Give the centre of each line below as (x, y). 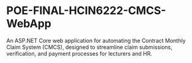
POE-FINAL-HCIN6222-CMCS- (86, 11)
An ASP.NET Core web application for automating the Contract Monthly (96, 40)
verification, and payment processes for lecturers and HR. (79, 53)
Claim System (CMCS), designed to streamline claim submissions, (89, 47)
